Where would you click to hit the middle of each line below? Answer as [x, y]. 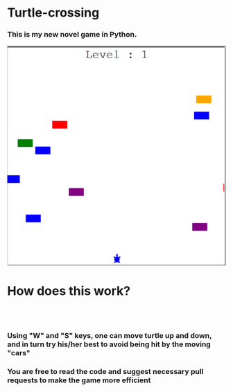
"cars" [19, 353]
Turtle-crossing [53, 13]
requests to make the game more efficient [79, 380]
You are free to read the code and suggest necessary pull [105, 371]
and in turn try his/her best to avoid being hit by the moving [109, 344]
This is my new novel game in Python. [72, 35]
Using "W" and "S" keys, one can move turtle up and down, [110, 335]
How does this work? [69, 291]
